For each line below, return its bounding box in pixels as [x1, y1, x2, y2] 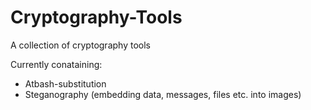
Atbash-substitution [24, 77, 107, 90]
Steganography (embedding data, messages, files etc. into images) [24, 88, 302, 100]
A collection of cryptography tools [10, 39, 151, 51]
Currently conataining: [10, 58, 103, 70]
